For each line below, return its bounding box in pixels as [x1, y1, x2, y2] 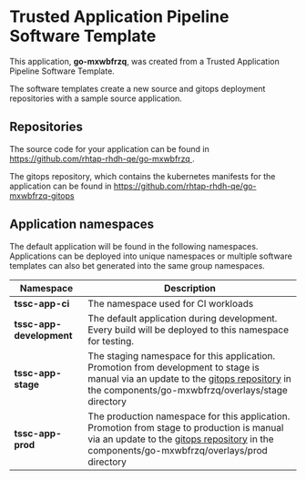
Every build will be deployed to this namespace [87, 323, 290, 336]
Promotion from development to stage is [87, 361, 260, 373]
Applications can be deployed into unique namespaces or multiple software [9, 250, 293, 261]
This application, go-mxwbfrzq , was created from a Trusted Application [9, 56, 280, 66]
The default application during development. [87, 311, 278, 324]
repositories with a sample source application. [9, 93, 182, 104]
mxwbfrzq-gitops [9, 189, 75, 201]
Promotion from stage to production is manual [87, 421, 284, 434]
